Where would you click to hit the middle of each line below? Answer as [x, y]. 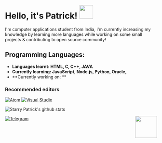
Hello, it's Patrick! [41, 16]
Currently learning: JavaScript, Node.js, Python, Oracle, [69, 71]
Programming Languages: [45, 55]
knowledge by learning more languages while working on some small [74, 34]
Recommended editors [32, 89]
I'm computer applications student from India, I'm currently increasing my [78, 29]
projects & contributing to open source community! [55, 39]
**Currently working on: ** [39, 77]
